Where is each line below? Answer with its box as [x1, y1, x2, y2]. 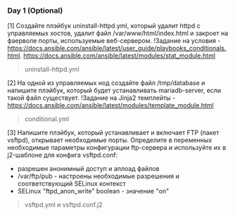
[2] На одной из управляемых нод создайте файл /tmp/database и [7, 79, 205, 87]
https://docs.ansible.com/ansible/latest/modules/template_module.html [7, 101, 214, 110]
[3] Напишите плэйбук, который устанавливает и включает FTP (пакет [7, 129, 220, 137]
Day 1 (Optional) [7, 6, 63, 15]
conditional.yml [24, 115, 69, 123]
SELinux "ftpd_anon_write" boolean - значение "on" [17, 187, 170, 196]
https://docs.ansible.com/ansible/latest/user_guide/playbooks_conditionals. [7, 44, 227, 53]
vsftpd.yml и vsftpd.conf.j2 [24, 201, 103, 209]
